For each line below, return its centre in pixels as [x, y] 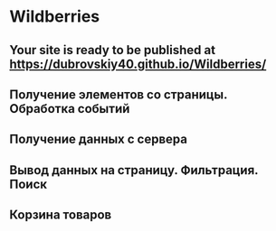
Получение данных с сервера [99, 139]
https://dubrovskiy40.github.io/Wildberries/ [138, 64]
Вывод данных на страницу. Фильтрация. [134, 170]
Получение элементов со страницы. [119, 94]
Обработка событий [70, 109]
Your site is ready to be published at [112, 50]
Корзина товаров [61, 215]
